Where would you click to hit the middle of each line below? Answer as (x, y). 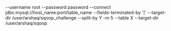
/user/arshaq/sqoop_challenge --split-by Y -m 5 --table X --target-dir (85, 18)
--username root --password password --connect (58, 7)
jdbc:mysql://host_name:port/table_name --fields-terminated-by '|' (76, 12)
